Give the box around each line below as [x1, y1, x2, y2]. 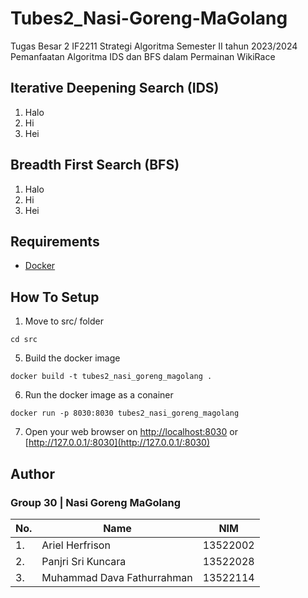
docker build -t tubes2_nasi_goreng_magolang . [10, 372, 213, 382]
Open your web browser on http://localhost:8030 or [24, 426, 238, 438]
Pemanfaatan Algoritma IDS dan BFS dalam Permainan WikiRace [10, 50, 276, 62]
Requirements [10, 233, 100, 250]
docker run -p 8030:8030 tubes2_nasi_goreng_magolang [10, 408, 240, 419]
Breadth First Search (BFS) [10, 157, 180, 174]
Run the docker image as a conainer [24, 389, 174, 401]
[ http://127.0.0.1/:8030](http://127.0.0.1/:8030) [24, 437, 211, 449]
